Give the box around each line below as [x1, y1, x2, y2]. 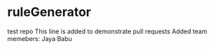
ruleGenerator [7, 4, 91, 20]
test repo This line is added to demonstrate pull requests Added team [7, 27, 208, 35]
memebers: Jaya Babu [7, 34, 72, 42]
